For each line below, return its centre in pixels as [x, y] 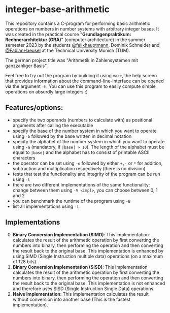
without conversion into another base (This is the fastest [72, 299]
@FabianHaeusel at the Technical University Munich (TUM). [68, 50]
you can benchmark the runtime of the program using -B [72, 201]
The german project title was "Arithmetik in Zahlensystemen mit [72, 60]
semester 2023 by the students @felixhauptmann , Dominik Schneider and [82, 45]
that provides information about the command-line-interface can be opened [84, 81]
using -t [21, 179]
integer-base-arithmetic [58, 9]
